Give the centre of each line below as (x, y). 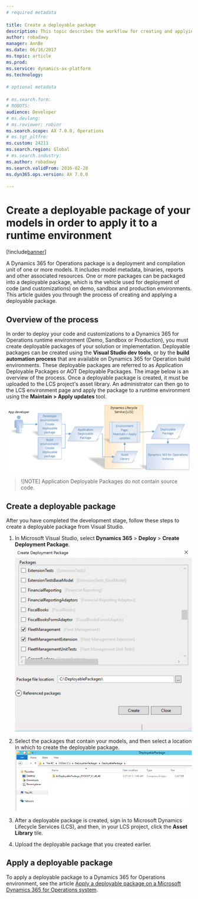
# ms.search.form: (29, 100)
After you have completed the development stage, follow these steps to (93, 520)
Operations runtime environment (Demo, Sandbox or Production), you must (97, 340)
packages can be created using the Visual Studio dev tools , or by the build (98, 352)
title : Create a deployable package (51, 25)
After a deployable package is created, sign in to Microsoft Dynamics (98, 820)
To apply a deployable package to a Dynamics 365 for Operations (86, 877)
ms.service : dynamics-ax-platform (49, 68)
